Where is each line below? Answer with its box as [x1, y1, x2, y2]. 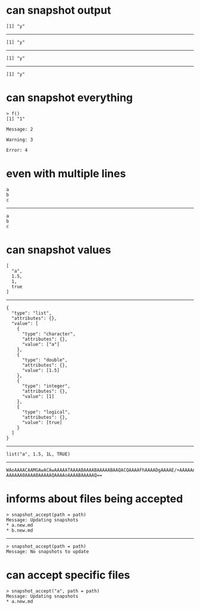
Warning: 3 [6, 136, 33, 143]
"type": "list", [11, 310, 52, 316]
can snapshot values [6, 243, 111, 257]
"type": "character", [21, 331, 76, 337]
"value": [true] [21, 419, 62, 426]
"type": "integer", [21, 383, 70, 389]
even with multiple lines [6, 167, 126, 180]
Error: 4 [6, 147, 28, 153]
